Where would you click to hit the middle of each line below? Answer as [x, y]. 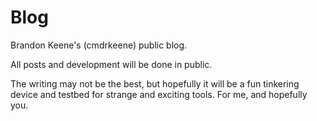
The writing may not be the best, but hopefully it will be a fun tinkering [155, 83]
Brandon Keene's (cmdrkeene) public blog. [99, 45]
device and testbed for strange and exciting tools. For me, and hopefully [159, 94]
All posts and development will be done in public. [111, 64]
